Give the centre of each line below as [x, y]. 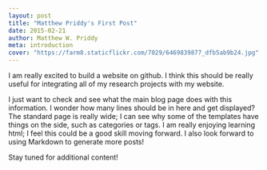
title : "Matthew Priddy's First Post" [73, 23]
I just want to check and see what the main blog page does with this [120, 99]
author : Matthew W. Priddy [53, 38]
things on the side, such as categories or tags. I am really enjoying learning [132, 125]
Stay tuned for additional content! [63, 157]
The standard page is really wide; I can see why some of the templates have [133, 116]
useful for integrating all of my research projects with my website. [116, 84]
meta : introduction [41, 45]
